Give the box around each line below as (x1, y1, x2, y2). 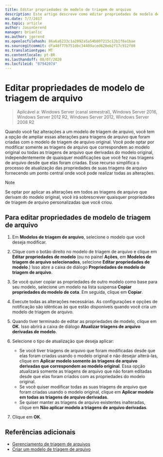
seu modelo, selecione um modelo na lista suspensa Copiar (12, 284, 132, 290)
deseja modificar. (12, 239, 47, 245)
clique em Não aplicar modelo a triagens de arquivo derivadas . (19, 404, 148, 410)
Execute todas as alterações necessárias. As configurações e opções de (12, 298, 158, 305)
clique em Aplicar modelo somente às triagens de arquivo (19, 358, 138, 363)
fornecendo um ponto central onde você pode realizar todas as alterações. (5, 170, 155, 176)
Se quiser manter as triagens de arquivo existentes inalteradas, (19, 399, 146, 405)
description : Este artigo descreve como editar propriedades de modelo (5, 12, 153, 17)
